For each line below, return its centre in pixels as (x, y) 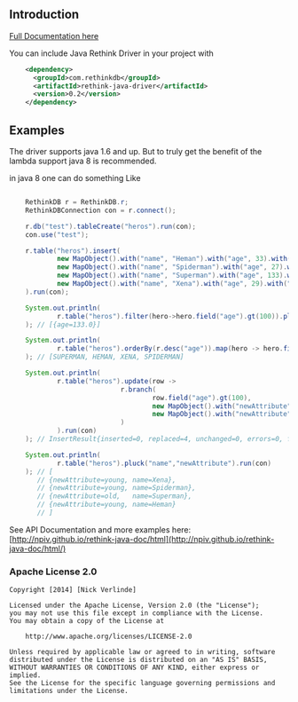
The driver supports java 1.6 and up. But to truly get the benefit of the (136, 151)
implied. (25, 675)
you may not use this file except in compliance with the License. (137, 613)
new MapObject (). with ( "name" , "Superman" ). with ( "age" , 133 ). (172, 276)
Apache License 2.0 (53, 572)
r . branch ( (138, 390)
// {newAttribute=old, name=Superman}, (114, 496)
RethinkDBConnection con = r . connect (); (101, 210)
